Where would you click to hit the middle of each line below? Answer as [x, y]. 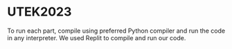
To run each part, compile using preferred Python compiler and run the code [116, 31]
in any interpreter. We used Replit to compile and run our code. [97, 37]
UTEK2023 [39, 12]
